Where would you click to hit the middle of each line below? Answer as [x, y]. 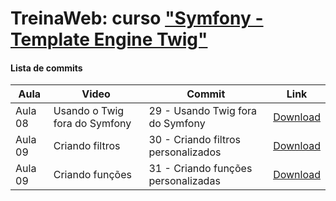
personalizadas [184, 181]
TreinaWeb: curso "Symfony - [137, 18]
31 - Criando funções [200, 169]
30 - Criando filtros [194, 140]
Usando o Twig [89, 111]
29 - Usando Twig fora [203, 111]
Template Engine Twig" [109, 39]
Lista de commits [46, 68]
